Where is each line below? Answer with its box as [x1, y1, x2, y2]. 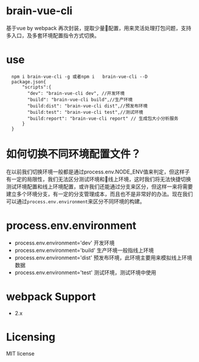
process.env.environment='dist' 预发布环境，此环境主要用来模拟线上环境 [14, 254, 192, 261]
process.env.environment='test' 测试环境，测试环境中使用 [14, 268, 156, 276]
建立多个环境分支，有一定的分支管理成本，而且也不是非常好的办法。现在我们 [6, 190, 193, 197]
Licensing [6, 330, 56, 344]
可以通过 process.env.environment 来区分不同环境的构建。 [6, 197, 145, 205]
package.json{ [11, 79, 46, 85]
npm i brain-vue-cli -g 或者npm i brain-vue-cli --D [11, 73, 148, 79]
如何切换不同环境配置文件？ [6, 148, 142, 161]
